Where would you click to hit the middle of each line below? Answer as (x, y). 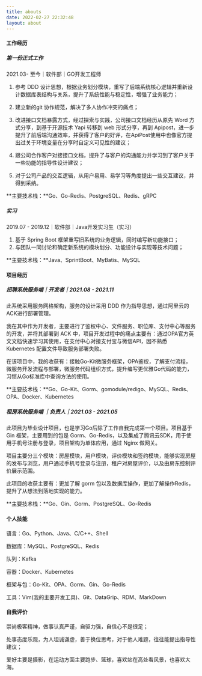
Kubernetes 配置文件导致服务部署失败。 (56, 349)
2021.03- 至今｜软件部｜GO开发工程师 (54, 74)
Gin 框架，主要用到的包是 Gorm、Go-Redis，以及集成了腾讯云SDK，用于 (96, 436)
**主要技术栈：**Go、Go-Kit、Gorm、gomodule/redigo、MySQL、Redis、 (99, 389)
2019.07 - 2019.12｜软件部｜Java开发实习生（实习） (71, 227)
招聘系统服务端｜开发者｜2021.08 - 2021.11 (60, 290)
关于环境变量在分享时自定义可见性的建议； (78, 142)
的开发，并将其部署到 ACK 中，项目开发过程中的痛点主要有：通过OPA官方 (97, 333)
